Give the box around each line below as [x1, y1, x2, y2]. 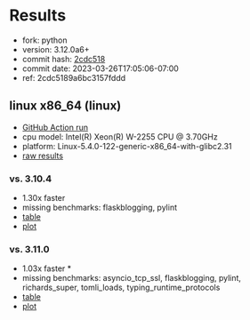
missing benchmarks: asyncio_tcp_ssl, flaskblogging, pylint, [21, 273, 242, 284]
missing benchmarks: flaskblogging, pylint [21, 202, 178, 213]
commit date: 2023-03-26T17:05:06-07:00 [21, 63, 180, 74]
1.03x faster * [21, 263, 72, 274]
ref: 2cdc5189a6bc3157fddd [21, 72, 126, 83]
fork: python [21, 35, 69, 45]
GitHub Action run [21, 122, 89, 132]
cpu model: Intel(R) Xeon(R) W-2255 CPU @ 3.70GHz [21, 131, 218, 142]
